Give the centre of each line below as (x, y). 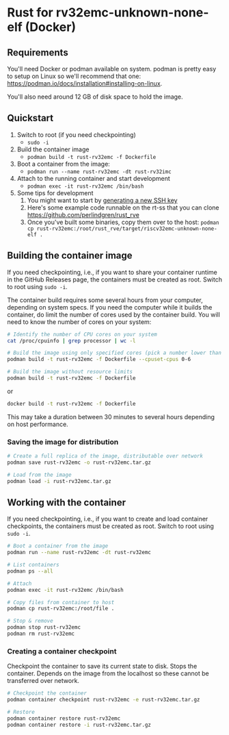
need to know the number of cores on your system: (79, 322)
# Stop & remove (30, 621)
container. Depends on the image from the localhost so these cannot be (108, 673)
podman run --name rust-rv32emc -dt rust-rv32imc (99, 172)
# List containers (33, 565)
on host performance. (38, 424)
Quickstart (30, 118)
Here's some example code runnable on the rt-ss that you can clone (123, 208)
